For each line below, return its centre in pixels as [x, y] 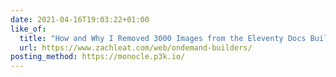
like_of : [28, 29]
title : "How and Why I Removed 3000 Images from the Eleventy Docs [163, 38]
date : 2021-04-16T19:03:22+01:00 [80, 19]
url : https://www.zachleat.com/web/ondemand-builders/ [136, 47]
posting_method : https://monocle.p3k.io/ [98, 57]
